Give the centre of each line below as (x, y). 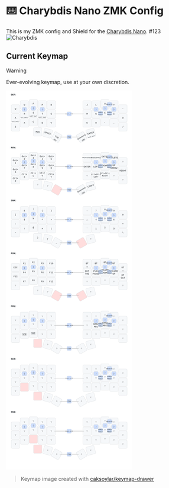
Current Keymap (37, 56)
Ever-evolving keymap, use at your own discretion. (68, 82)
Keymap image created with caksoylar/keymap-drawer (87, 479)
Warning (16, 70)
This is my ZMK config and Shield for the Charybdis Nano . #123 (84, 31)
